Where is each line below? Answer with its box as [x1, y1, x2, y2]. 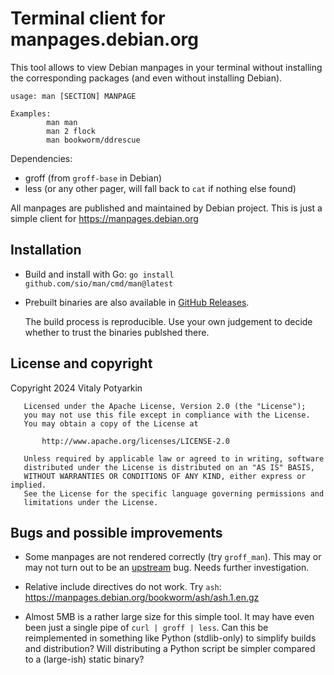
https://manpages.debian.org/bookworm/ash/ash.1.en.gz [24, 592, 260, 604]
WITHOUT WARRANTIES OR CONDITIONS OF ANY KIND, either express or [23, 471, 307, 481]
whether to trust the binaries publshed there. [24, 326, 210, 338]
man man [46, 117, 78, 127]
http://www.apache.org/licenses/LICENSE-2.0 [41, 436, 230, 446]
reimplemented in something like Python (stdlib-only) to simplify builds [24, 632, 317, 644]
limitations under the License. [23, 497, 159, 507]
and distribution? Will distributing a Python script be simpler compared [24, 643, 316, 655]
